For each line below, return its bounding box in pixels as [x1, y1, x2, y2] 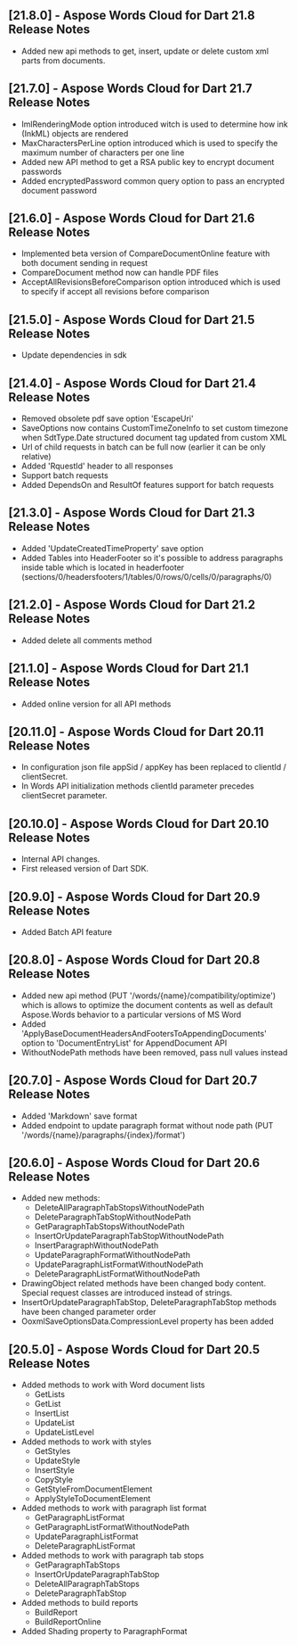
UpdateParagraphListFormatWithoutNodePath [34, 1259, 204, 1270]
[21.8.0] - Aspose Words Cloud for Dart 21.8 [8, 8, 255, 23]
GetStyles [34, 1446, 71, 1457]
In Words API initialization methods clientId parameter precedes [20, 781, 254, 791]
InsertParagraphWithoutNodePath [34, 1240, 159, 1251]
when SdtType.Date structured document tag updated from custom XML [20, 433, 287, 443]
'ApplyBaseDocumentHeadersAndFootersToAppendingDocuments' [20, 1028, 268, 1038]
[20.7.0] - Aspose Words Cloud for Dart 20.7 [8, 1073, 258, 1088]
